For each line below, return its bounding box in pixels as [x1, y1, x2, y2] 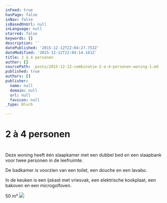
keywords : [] [5, 36, 33, 41]
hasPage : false [5, 12, 38, 17]
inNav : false [5, 17, 33, 22]
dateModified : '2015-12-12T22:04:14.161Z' [5, 50, 97, 55]
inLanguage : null [5, 26, 42, 32]
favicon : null [10, 97, 40, 102]
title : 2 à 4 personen [5, 54, 54, 60]
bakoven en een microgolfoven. [5, 182, 72, 188]
